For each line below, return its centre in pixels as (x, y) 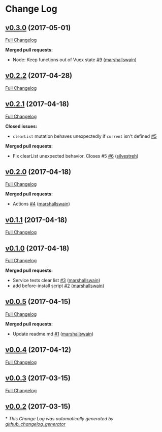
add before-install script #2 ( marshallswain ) (58, 286)
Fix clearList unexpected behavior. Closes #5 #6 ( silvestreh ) (75, 156)
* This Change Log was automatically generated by (59, 419)
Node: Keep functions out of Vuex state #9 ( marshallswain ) (75, 60)
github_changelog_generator (36, 424)
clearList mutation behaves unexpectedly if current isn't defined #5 (85, 136)
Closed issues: (21, 126)
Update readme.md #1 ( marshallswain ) (53, 334)
